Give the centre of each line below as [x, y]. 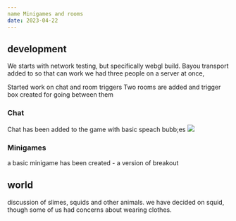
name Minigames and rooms [45, 14]
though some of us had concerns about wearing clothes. [89, 210]
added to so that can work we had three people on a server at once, [106, 73]
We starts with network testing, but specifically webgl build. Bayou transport [118, 66]
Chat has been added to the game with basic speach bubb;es [97, 129]
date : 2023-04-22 [33, 20]
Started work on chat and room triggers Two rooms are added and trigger [114, 87]
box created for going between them [61, 95]
